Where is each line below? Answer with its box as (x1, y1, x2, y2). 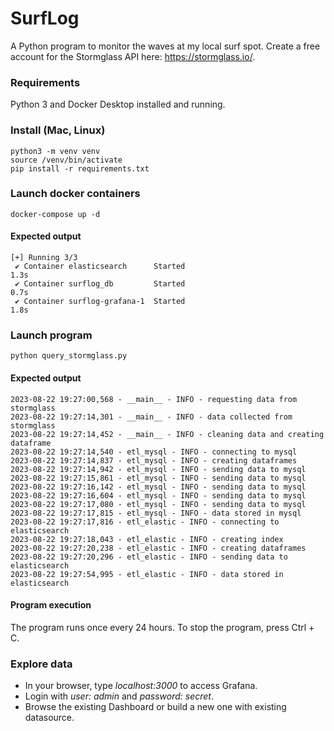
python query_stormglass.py (10, 351, 128, 361)
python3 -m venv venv (10, 146, 101, 156)
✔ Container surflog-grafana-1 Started (14, 297, 186, 307)
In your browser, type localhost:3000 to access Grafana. (24, 680, 258, 692)
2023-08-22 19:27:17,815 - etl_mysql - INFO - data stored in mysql (10, 508, 302, 518)
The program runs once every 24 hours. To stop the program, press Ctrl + (10, 621, 315, 633)
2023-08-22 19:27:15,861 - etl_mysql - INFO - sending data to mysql (10, 473, 307, 483)
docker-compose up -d (10, 209, 101, 219)
